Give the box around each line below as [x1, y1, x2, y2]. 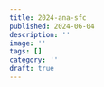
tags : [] [9, 47, 43, 56]
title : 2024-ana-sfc [9, 13, 88, 23]
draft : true [9, 64, 54, 73]
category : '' [9, 55, 59, 64]
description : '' [9, 30, 71, 39]
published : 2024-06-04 [9, 22, 95, 31]
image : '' [9, 38, 47, 48]
